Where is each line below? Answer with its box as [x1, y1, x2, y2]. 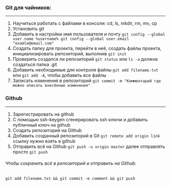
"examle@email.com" [12, 41, 54, 46]
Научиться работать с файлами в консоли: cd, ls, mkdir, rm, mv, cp [12, 20, 157, 26]
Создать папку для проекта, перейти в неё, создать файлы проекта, [12, 45, 162, 52]
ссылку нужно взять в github [12, 138, 75, 144]
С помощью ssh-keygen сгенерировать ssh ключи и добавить [12, 116, 148, 123]
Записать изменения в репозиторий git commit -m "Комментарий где [12, 78, 161, 84]
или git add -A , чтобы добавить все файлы [12, 72, 107, 79]
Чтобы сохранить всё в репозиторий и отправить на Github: [5, 160, 136, 166]
